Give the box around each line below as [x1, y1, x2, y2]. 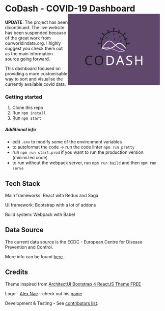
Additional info [5, 126, 36, 132]
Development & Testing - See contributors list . [5, 300, 99, 306]
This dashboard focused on [5, 65, 61, 71]
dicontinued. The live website [5, 24, 65, 30]
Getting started [5, 93, 43, 100]
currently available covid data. [5, 81, 66, 87]
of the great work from [5, 35, 51, 41]
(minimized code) [12, 155, 48, 161]
